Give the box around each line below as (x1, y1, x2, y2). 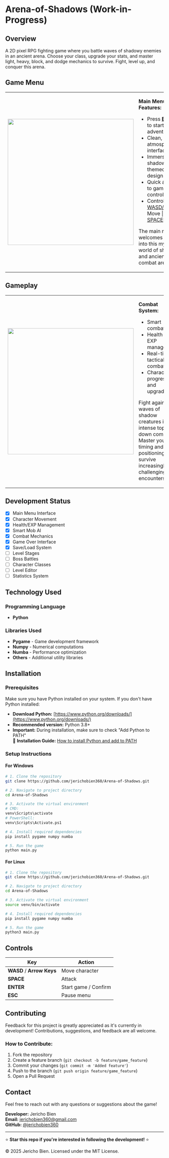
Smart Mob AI (12, 527, 41, 533)
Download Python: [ (12, 711, 55, 717)
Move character (61, 967, 99, 974)
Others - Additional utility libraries (12, 655, 83, 661)
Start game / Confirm (61, 983, 112, 991)
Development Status (5, 497, 71, 505)
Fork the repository (12, 1052, 53, 1058)
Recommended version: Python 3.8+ (12, 721, 91, 727)
